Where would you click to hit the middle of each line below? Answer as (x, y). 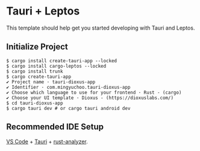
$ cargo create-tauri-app (39, 77)
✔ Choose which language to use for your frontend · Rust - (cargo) (94, 92)
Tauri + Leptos (43, 11)
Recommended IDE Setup (55, 127)
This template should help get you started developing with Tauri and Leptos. (101, 28)
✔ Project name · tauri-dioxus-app (51, 82)
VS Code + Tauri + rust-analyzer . (47, 141)
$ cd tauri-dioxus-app (35, 103)
